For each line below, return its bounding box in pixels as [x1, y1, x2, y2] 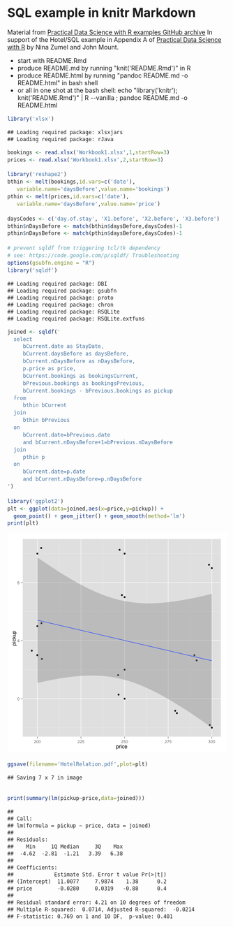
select [13, 335, 33, 343]
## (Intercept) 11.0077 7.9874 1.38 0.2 [7, 878, 167, 885]
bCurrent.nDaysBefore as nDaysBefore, [22, 358, 136, 365]
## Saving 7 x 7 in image [7, 774, 82, 782]
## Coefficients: [7, 864, 58, 871]
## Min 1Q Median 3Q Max [7, 843, 123, 850]
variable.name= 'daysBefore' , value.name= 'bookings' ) [16, 186, 170, 193]
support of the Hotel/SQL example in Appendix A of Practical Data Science [7, 35, 222, 43]
